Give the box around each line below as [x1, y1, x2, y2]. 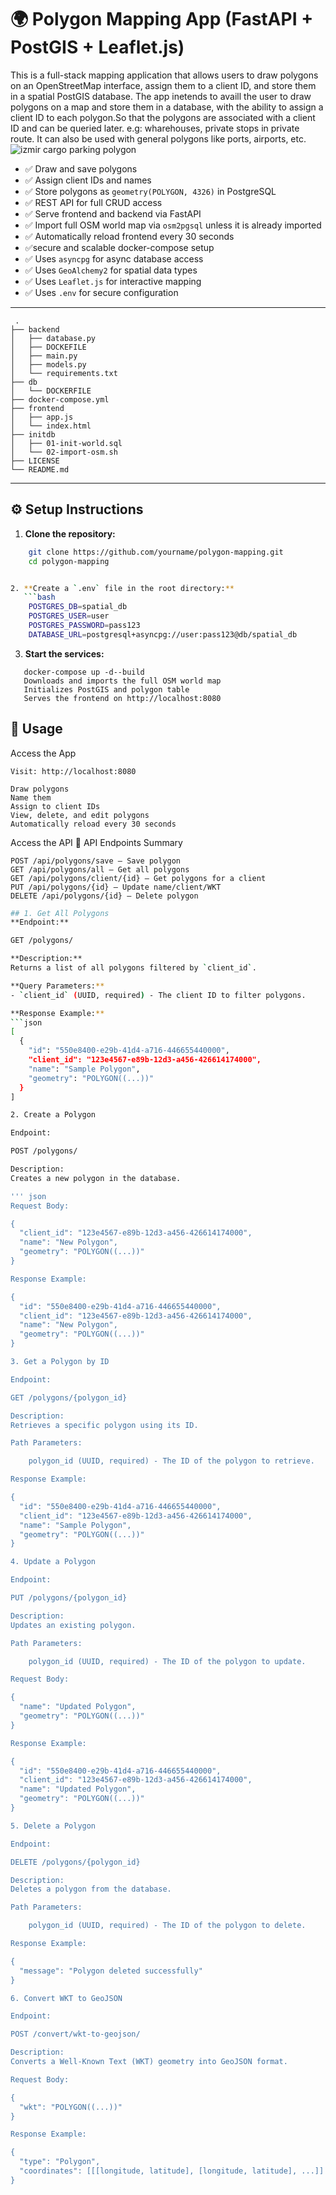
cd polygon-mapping [28, 556, 110, 566]
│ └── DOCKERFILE [10, 386, 92, 396]
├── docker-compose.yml [10, 394, 110, 405]
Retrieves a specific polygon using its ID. [10, 1420, 199, 1430]
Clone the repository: [24, 527, 116, 540]
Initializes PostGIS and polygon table [23, 684, 190, 695]
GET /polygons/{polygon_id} [10, 1392, 128, 1403]
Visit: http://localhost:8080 [10, 766, 137, 776]
